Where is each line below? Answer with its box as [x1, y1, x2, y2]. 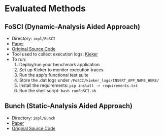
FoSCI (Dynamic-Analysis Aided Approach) [4, 23, 140, 31]
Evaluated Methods [4, 3, 86, 14]
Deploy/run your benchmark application [19, 62, 100, 67]
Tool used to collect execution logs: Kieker [11, 51, 98, 57]
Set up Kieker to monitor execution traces [19, 67, 104, 73]
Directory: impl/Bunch [11, 115, 56, 121]
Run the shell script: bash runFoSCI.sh [19, 88, 97, 93]
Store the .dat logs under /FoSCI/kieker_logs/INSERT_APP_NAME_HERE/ [19, 77, 160, 83]
